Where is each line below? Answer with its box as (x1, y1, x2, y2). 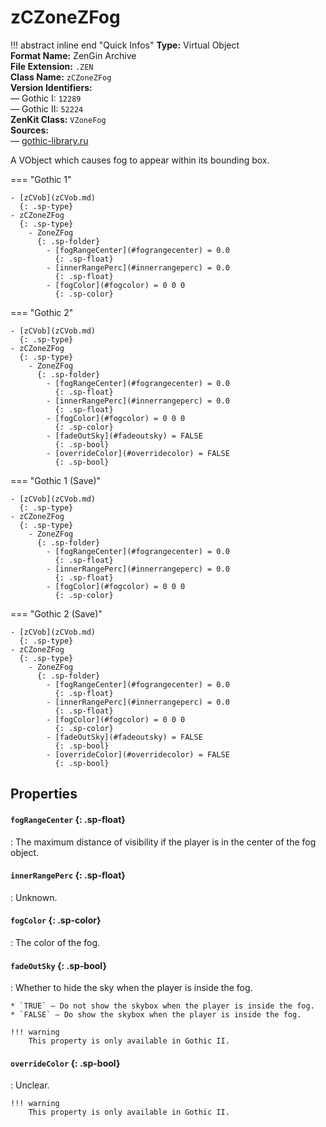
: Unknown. (10, 891, 58, 903)
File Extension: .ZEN (10, 60, 94, 72)
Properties (10, 786, 78, 803)
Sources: (10, 124, 49, 136)
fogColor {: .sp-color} (10, 914, 102, 926)
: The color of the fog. (10, 936, 101, 948)
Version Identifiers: (10, 81, 93, 93)
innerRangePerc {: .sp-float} (10, 869, 126, 881)
